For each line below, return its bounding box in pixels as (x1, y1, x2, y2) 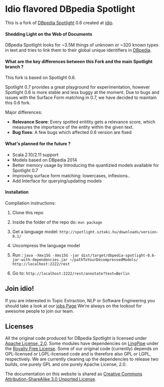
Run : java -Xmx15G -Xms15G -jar (12, 252, 80, 258)
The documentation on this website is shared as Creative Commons (5, 371, 143, 377)
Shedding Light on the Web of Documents (5, 31, 93, 37)
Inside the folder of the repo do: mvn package (12, 219, 102, 225)
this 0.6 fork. (5, 100, 31, 106)
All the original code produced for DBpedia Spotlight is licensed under (5, 335, 147, 341)
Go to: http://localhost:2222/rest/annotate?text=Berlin (12, 270, 130, 276)
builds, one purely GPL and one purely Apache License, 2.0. (5, 361, 127, 367)
